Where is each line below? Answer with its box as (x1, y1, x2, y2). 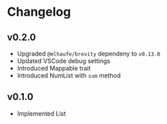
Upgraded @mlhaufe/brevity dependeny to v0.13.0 (16, 49, 161, 58)
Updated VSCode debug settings (16, 57, 111, 65)
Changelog (7, 4, 71, 20)
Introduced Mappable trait (16, 64, 91, 72)
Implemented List (16, 109, 66, 117)
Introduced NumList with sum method (16, 71, 121, 79)
